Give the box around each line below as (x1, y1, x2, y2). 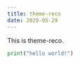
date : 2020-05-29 (7, 17, 58, 24)
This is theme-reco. (7, 36, 65, 44)
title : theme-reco (7, 10, 61, 18)
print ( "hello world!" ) (7, 50, 74, 57)
